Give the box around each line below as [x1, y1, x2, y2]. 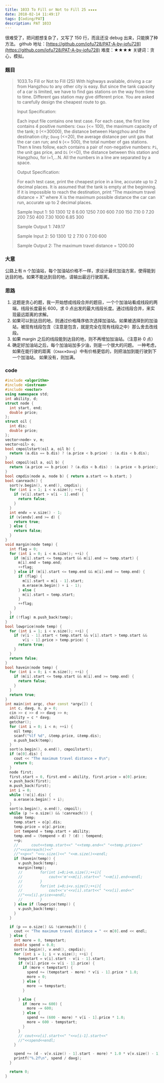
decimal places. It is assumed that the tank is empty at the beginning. [17, 184, 157, 190]
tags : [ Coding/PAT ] [5, 16, 45, 21]
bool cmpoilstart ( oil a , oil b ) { [5, 446, 76, 451]
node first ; [9, 770, 34, 774]
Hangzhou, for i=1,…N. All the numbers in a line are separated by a [17, 154, 151, 160]
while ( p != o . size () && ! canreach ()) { [9, 811, 93, 816]
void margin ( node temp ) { [5, 542, 58, 547]
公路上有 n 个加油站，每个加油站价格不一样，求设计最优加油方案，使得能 [5, 267, 151, 273]
